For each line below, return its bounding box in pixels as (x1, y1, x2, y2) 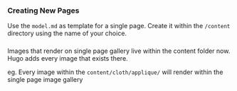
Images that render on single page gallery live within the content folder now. (7, 47, 231, 55)
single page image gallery (7, 75, 83, 84)
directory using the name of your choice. (7, 29, 127, 37)
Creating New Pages (7, 6, 80, 16)
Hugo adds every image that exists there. (7, 54, 128, 63)
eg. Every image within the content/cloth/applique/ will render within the (7, 68, 223, 76)
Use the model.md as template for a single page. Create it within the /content (7, 22, 231, 30)
